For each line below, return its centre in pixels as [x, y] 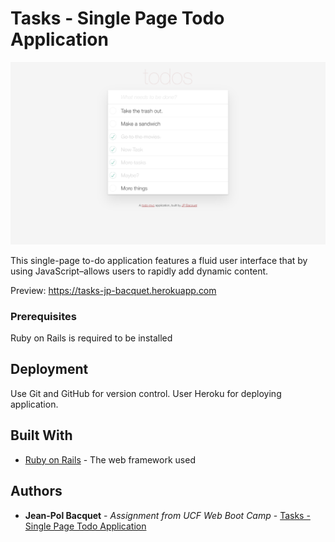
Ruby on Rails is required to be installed [91, 338]
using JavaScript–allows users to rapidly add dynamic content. [139, 271]
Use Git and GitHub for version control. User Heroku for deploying [146, 393]
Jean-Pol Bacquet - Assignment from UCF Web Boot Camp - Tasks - [167, 515]
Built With [41, 435]
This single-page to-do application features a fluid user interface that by [159, 260]
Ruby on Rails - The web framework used [110, 459]
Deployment [49, 369]
